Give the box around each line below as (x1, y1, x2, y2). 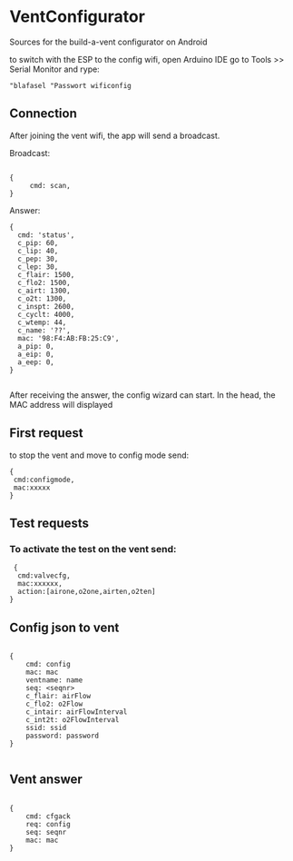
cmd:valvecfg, (17, 571, 71, 580)
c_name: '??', (17, 325, 71, 335)
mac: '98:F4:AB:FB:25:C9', (17, 333, 120, 342)
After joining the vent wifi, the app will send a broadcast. (9, 130, 220, 141)
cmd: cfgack (25, 811, 71, 821)
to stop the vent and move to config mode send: (9, 450, 190, 460)
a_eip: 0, (17, 350, 54, 359)
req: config (25, 819, 71, 828)
